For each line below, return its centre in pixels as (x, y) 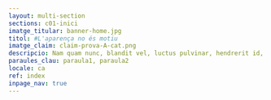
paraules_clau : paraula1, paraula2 (69, 61)
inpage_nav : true (38, 83)
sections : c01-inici (44, 23)
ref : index (27, 76)
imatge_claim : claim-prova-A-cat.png (72, 46)
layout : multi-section (47, 16)
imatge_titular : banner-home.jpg (65, 31)
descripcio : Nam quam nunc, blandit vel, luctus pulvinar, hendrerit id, (136, 53)
